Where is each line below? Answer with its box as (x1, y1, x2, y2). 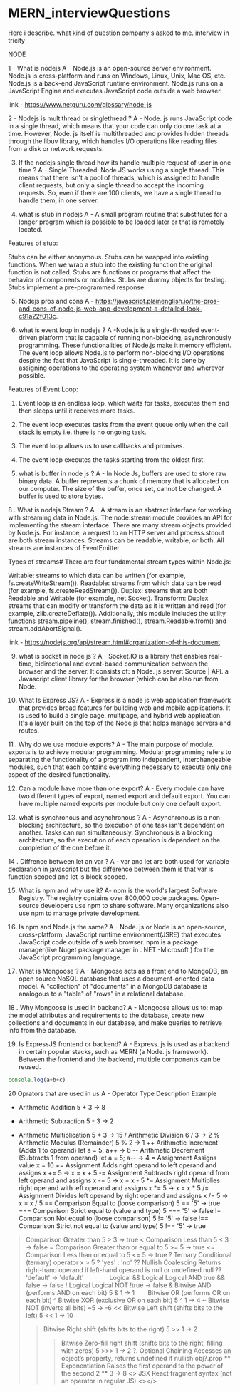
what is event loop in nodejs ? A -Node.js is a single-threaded (18, 326, 199, 334)
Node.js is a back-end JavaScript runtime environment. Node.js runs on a (8, 78, 224, 87)
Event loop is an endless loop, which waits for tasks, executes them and (18, 398, 230, 407)
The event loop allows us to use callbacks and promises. (18, 441, 184, 450)
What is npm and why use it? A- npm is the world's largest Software (18, 886, 218, 895)
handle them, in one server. (18, 196, 99, 205)
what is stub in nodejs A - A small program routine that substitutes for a (18, 210, 228, 218)
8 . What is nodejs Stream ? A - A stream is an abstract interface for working (8, 505, 232, 514)
